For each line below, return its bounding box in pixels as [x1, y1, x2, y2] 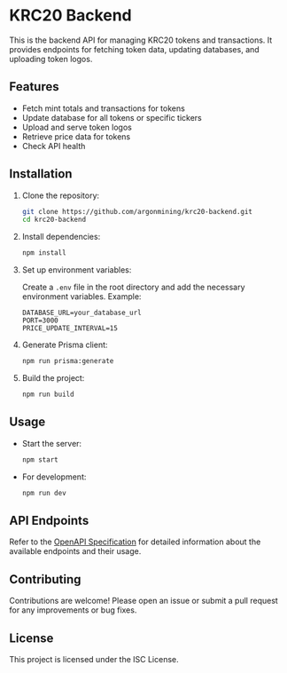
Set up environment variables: [21, 265, 132, 275]
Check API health [21, 140, 86, 151]
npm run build [21, 390, 74, 400]
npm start [21, 455, 59, 464]
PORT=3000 [21, 316, 59, 325]
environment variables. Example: [21, 291, 142, 302]
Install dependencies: [21, 232, 101, 242]
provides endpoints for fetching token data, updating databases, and [9, 44, 260, 54]
